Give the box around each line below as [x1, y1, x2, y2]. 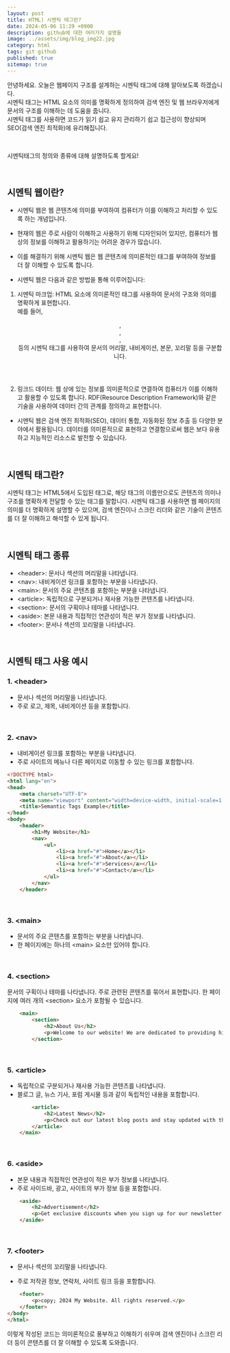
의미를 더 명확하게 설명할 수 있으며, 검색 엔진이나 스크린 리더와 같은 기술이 [7, 505, 204, 514]
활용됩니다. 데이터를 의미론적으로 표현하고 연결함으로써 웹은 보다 [35, 425, 207, 433]
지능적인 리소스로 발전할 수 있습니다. [29, 433, 127, 442]
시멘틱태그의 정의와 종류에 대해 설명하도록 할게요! [7, 152, 139, 160]
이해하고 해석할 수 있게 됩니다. [28, 514, 110, 523]
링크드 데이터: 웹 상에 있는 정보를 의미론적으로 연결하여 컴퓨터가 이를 [16, 385, 200, 393]
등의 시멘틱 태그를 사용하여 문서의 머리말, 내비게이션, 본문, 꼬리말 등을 [18, 344, 204, 352]
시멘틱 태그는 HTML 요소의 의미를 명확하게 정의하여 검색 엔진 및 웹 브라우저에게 [7, 97, 220, 106]
